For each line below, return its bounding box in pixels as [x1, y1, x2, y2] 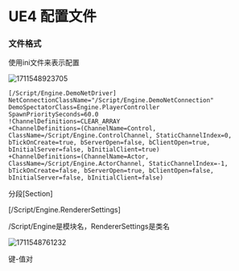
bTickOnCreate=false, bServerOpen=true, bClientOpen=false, [8, 166, 215, 175]
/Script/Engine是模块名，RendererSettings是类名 [8, 222, 171, 232]
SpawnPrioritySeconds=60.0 [8, 110, 99, 119]
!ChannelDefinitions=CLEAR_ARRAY [8, 117, 121, 125]
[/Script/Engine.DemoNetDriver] [8, 89, 117, 97]
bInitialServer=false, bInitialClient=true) [8, 146, 160, 154]
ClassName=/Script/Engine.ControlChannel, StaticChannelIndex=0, [8, 132, 232, 140]
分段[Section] [8, 189, 53, 199]
